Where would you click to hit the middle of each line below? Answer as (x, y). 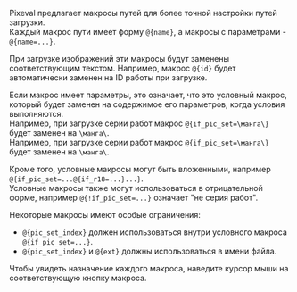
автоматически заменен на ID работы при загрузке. (108, 78)
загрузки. (27, 22)
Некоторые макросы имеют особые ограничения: (105, 215)
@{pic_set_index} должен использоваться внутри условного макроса (155, 232)
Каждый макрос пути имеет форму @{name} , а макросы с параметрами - (148, 32)
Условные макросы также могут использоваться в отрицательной (136, 188)
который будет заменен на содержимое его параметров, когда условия (147, 104)
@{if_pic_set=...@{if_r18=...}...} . (77, 179)
